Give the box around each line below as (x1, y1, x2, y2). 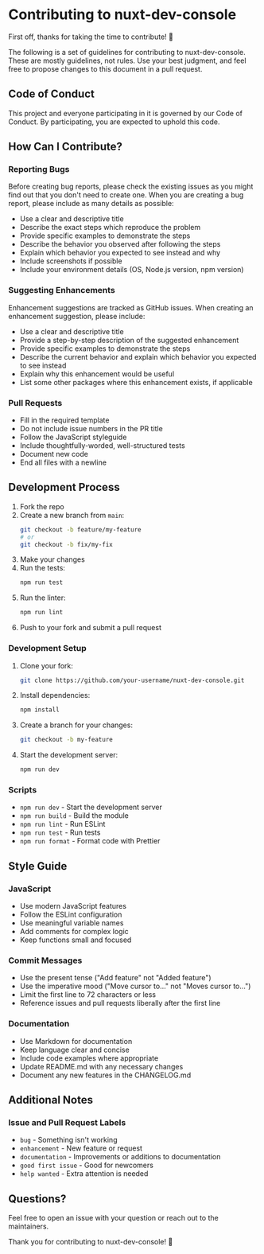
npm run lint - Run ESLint (19, 820, 106, 829)
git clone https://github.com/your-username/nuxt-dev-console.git (19, 676, 245, 684)
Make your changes (19, 555, 85, 564)
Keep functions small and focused (19, 935, 132, 944)
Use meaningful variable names (19, 918, 124, 928)
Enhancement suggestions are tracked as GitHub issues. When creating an (8, 302, 254, 312)
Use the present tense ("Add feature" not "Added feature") (19, 973, 212, 983)
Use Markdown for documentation (19, 1036, 133, 1046)
